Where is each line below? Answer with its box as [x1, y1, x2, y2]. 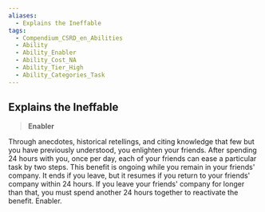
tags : [8, 26, 26, 34]
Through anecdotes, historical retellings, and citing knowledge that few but [8, 137, 255, 147]
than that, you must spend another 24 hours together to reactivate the [8, 188, 239, 198]
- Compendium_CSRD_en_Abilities [15, 33, 124, 42]
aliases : [8, 11, 38, 20]
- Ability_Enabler [15, 49, 77, 57]
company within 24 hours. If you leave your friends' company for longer [8, 179, 245, 189]
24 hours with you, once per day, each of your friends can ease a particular [8, 154, 257, 163]
